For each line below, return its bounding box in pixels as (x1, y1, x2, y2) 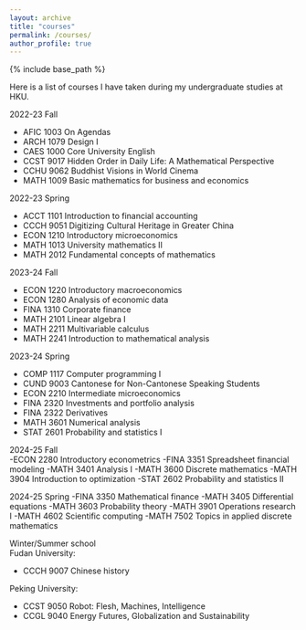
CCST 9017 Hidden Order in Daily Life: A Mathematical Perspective (22, 156, 275, 167)
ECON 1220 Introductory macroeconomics (22, 285, 183, 296)
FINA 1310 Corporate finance (22, 304, 132, 315)
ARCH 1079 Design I (22, 136, 99, 147)
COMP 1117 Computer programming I (22, 369, 162, 380)
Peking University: (9, 583, 79, 594)
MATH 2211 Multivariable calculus (22, 323, 150, 334)
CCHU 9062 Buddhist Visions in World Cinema (22, 165, 199, 176)
